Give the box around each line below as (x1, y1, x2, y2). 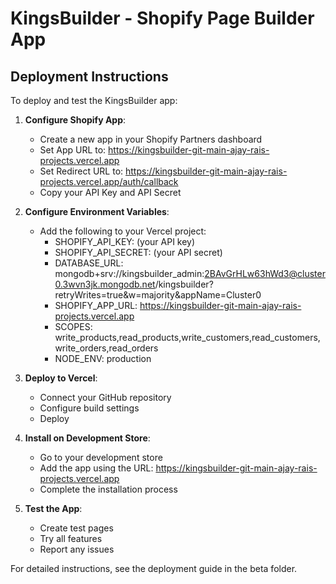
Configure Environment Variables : (24, 206, 170, 217)
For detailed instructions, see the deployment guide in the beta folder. (10, 563, 298, 574)
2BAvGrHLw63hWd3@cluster (204, 268, 326, 279)
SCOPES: (54, 321, 93, 332)
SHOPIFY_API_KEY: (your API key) (54, 236, 196, 247)
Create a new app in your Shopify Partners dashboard (39, 133, 263, 145)
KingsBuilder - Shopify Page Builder (10, 7, 315, 30)
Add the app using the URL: (39, 462, 154, 474)
